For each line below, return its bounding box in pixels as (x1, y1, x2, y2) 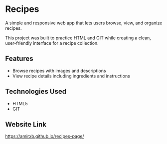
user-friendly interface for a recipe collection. (5, 40, 99, 46)
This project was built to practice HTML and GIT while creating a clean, (5, 35, 151, 41)
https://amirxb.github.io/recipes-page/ (5, 133, 84, 140)
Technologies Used (5, 87, 66, 96)
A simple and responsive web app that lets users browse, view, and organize (5, 20, 163, 26)
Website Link (5, 120, 46, 129)
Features (5, 55, 33, 63)
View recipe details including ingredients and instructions (12, 73, 131, 79)
